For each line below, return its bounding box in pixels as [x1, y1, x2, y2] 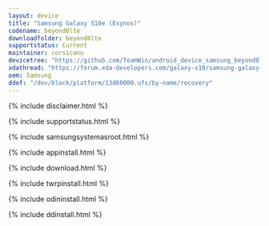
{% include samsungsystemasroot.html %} [8, 131, 150, 141]
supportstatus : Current [8, 42, 88, 50]
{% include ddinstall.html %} [8, 209, 102, 219]
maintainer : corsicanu [8, 49, 84, 57]
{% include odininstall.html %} [8, 194, 108, 204]
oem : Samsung [8, 71, 52, 79]
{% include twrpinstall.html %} [8, 178, 110, 188]
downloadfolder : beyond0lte [8, 34, 102, 42]
